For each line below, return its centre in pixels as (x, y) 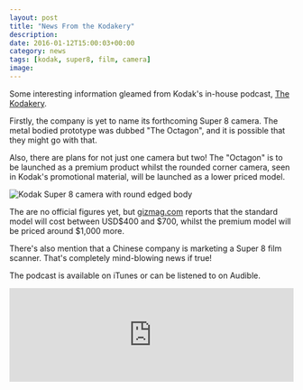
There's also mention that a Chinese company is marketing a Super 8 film (146, 248)
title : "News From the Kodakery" (72, 26)
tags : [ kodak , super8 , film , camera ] (80, 60)
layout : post (34, 18)
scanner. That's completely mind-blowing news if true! (110, 257)
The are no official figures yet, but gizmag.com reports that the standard (143, 211)
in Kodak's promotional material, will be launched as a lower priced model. (147, 176)
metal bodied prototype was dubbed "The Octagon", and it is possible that (147, 130)
